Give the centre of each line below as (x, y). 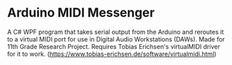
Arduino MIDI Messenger (81, 13)
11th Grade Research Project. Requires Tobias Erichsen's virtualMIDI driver (114, 46)
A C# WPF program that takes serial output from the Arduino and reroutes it (116, 32)
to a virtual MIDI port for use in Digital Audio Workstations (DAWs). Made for (116, 39)
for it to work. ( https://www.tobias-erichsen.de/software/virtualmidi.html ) (112, 54)
